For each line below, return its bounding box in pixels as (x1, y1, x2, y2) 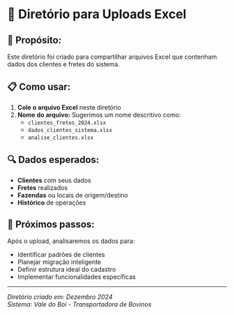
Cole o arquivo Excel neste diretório (17, 103, 122, 111)
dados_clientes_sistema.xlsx (27, 126, 113, 133)
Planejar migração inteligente (17, 258, 102, 266)
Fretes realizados (17, 183, 68, 191)
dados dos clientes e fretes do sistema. (7, 60, 120, 68)
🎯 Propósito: (7, 34, 62, 46)
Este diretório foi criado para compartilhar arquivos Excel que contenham (7, 52, 217, 61)
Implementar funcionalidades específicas (17, 272, 136, 281)
